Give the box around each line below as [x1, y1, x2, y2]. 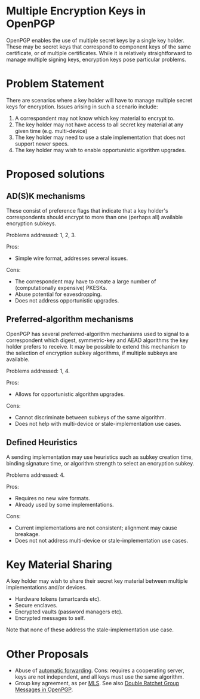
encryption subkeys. [6, 220, 57, 227]
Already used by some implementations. [14, 501, 115, 508]
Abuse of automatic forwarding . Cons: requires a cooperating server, [14, 667, 184, 674]
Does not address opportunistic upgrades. [14, 296, 119, 304]
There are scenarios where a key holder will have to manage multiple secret [6, 96, 193, 104]
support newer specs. [14, 140, 69, 147]
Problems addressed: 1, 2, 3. [6, 231, 76, 238]
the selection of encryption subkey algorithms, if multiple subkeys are [6, 349, 178, 356]
